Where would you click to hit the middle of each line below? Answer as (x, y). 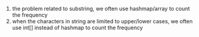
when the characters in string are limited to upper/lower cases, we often (102, 21)
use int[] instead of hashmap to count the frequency (77, 27)
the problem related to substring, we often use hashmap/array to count (101, 9)
